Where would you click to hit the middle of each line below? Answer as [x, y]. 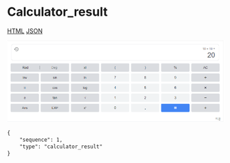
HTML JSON [25, 31]
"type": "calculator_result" [61, 147]
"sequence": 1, [41, 140]
